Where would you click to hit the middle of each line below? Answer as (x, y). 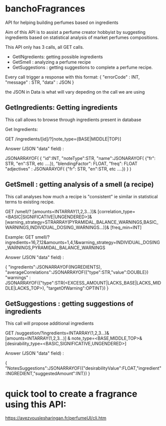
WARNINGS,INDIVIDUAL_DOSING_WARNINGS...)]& (57, 227)
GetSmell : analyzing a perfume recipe (51, 62)
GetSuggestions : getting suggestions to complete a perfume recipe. (83, 67)
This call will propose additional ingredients (49, 323)
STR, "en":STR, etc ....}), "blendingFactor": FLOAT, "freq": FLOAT (71, 163)
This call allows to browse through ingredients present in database (73, 120)
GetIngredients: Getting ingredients (61, 108)
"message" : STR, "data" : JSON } (40, 82)
